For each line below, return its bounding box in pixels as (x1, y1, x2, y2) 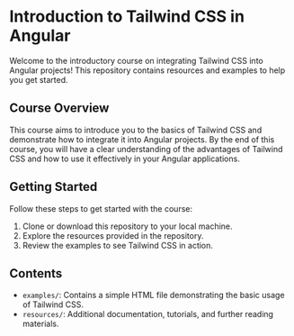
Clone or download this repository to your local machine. (22, 221, 233, 232)
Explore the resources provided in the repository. (22, 230, 204, 241)
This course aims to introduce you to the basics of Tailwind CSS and (9, 124, 263, 135)
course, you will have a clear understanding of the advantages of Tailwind (9, 143, 283, 154)
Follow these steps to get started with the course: (9, 203, 193, 213)
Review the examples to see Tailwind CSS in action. (22, 240, 214, 250)
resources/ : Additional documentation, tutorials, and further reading (22, 309, 274, 320)
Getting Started (9, 179, 98, 195)
